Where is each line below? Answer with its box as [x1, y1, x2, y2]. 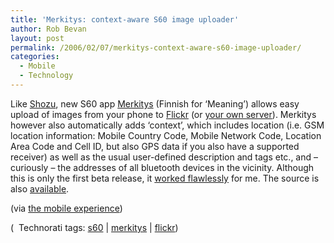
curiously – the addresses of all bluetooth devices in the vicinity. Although [10, 161, 315, 173]
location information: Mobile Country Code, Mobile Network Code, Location [10, 129, 322, 141]
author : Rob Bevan [10, 24, 87, 34]
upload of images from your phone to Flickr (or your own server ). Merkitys [10, 108, 317, 120]
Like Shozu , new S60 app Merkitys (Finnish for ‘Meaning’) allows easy [10, 97, 300, 110]
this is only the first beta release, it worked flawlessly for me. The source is [10, 172, 320, 184]
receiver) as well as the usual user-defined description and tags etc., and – [10, 151, 318, 163]
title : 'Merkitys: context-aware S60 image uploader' [10, 14, 240, 25]
